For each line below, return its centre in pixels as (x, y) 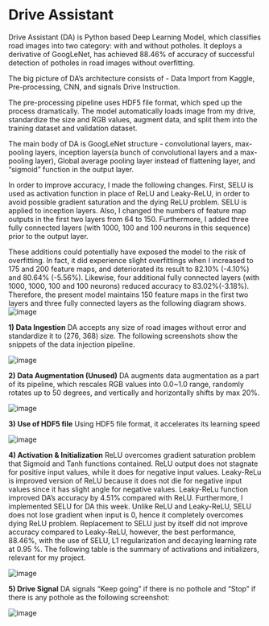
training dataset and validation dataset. (73, 128)
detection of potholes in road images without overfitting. (101, 63)
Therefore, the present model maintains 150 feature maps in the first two (128, 294)
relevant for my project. (47, 558)
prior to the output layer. (48, 236)
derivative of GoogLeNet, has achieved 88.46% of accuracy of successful (132, 54)
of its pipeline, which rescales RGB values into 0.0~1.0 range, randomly (126, 384)
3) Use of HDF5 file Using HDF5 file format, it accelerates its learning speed (134, 423)
